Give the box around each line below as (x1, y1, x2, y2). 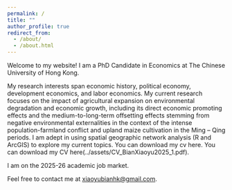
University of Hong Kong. (7, 68, 80, 77)
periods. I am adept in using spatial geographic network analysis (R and (7, 133, 212, 142)
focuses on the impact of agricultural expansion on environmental (7, 97, 195, 104)
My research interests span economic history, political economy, (7, 82, 192, 90)
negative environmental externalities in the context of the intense (7, 119, 193, 126)
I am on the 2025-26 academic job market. (7, 162, 130, 169)
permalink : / (7, 10, 45, 17)
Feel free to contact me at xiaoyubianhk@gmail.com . (7, 175, 158, 183)
